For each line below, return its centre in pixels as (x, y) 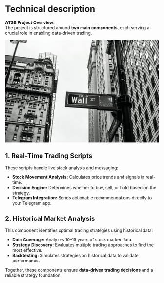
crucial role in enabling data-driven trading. (49, 33)
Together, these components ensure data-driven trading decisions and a (79, 270)
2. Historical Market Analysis (50, 218)
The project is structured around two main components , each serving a (77, 27)
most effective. (27, 250)
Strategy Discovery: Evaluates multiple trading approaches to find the (83, 245)
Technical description (50, 9)
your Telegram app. (32, 203)
